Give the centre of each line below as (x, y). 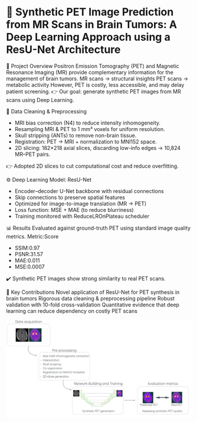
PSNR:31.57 (29, 254)
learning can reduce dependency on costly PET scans (72, 311)
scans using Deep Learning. (40, 100)
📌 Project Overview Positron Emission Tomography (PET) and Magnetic (93, 66)
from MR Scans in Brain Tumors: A (92, 24)
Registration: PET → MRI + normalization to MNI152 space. (86, 142)
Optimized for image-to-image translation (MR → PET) (81, 204)
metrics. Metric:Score (32, 236)
